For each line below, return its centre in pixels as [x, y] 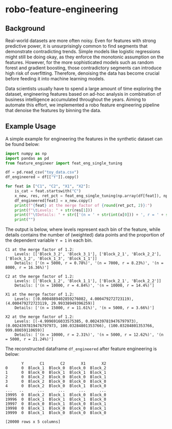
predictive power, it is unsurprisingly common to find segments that [77, 46]
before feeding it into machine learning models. [55, 79]
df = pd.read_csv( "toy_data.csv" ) [42, 173]
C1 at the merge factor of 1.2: [40, 250]
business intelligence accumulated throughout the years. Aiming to [76, 99]
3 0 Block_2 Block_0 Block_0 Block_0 [56, 382]
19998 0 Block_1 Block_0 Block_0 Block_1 [56, 409]
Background [25, 28]
